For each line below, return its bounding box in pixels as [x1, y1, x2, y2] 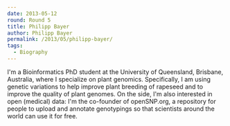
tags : [7, 42, 23, 49]
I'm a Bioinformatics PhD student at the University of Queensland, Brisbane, [7, 67, 224, 76]
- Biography [13, 49, 48, 56]
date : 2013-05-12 [7, 10, 57, 17]
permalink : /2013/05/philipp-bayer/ [7, 36, 113, 43]
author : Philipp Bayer [7, 29, 73, 37]
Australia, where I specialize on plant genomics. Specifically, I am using [7, 75, 211, 83]
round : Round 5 [7, 17, 51, 24]
